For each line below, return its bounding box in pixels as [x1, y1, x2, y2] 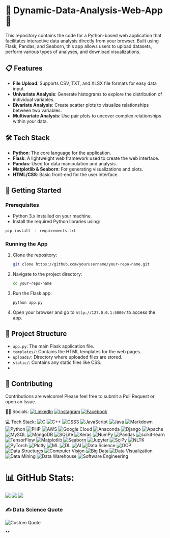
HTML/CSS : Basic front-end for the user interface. [12, 171, 119, 178]
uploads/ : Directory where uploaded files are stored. [12, 354, 123, 360]
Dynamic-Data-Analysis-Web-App [13, 5, 163, 16]
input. [12, 85, 25, 91]
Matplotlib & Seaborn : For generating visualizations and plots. [12, 166, 144, 172]
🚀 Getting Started [5, 186, 62, 194]
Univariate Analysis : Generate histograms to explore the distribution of [12, 91, 162, 97]
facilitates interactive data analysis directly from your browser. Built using [5, 38, 159, 44]
